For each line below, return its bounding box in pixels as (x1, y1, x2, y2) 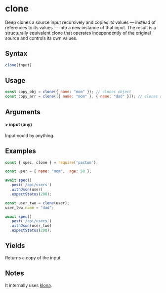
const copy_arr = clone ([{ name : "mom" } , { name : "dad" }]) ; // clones (5, 94, 158, 99)
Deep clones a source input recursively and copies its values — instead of (5, 19, 156, 25)
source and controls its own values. (5, 35, 78, 41)
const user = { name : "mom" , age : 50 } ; (5, 169, 92, 174)
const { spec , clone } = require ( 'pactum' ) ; (5, 160, 98, 165)
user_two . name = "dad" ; (5, 205, 54, 210)
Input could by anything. (5, 132, 55, 139)
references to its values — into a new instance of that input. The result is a (5, 24, 157, 30)
